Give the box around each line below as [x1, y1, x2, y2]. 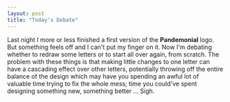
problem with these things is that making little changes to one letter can [7, 57, 210, 65]
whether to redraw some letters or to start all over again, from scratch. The [7, 50, 220, 59]
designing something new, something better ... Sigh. [7, 87, 155, 95]
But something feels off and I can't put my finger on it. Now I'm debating [7, 43, 212, 51]
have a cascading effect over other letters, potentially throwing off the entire [7, 65, 224, 73]
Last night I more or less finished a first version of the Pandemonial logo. [7, 35, 215, 43]
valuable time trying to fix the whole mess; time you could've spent [7, 79, 198, 88]
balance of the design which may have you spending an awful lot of [7, 72, 200, 80]
